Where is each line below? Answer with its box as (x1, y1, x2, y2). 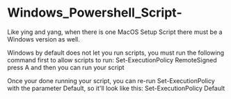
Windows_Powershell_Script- (7, 5, 182, 21)
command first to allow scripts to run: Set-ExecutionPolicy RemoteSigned (7, 55, 217, 64)
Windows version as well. (7, 35, 80, 43)
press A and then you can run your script (7, 63, 125, 71)
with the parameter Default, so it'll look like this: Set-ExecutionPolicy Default (7, 84, 225, 92)
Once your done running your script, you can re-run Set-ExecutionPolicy (7, 76, 216, 84)
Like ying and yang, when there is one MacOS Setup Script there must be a (7, 28, 223, 36)
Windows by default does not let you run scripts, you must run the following (7, 48, 225, 57)
